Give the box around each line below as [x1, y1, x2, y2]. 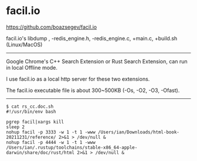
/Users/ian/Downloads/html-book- [97, 129, 180, 135]
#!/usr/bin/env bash [6, 108, 57, 115]
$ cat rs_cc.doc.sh [6, 104, 54, 109]
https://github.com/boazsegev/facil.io [6, 23, 97, 30]
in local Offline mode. [6, 64, 57, 71]
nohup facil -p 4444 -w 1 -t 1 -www [6, 139, 96, 145]
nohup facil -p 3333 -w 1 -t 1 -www [6, 129, 96, 135]
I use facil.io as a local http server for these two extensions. [6, 75, 150, 83]
